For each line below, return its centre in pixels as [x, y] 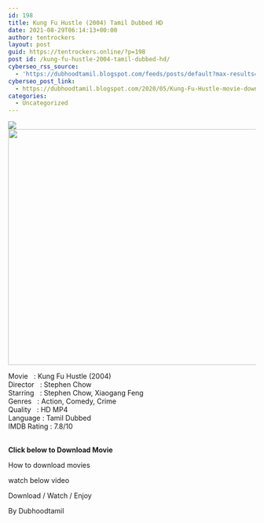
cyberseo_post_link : [42, 81]
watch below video [39, 481]
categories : [27, 96]
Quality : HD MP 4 [38, 410]
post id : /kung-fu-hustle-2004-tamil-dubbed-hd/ [89, 60]
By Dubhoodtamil [36, 511]
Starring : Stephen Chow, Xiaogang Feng [76, 393]
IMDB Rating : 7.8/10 [40, 426]
